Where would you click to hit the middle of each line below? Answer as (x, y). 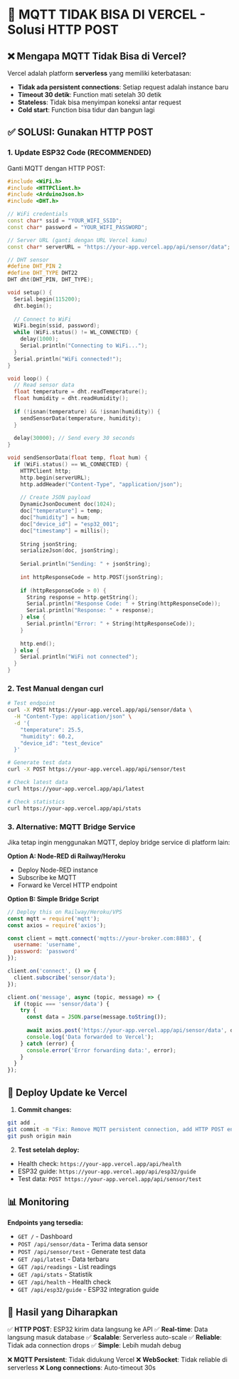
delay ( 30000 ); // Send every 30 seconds (74, 438)
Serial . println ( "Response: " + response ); (90, 611)
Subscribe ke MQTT (47, 877)
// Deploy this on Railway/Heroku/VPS (65, 912)
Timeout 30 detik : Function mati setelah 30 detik (90, 95)
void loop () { (28, 378)
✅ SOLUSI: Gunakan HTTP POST (80, 132)
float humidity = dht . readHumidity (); (71, 398)
